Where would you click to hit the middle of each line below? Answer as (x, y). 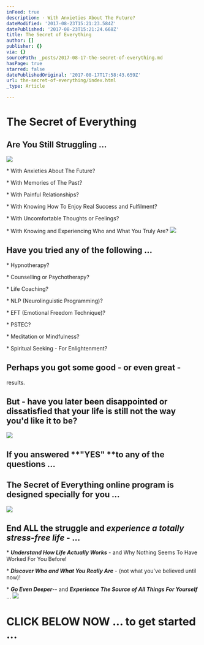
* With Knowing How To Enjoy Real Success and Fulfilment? (82, 207)
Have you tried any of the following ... (79, 250)
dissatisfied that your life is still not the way (91, 411)
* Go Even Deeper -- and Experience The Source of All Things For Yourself (102, 589)
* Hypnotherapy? (28, 265)
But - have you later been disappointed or (87, 402)
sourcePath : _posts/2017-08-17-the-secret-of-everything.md (85, 58)
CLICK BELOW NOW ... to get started (101, 621)
